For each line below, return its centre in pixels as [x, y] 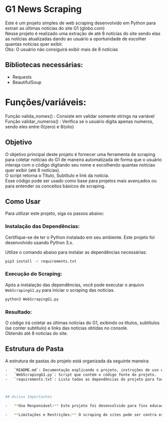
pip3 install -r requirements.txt [41, 261]
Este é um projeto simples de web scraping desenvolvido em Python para [81, 23]
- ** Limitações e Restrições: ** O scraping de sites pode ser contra [81, 415]
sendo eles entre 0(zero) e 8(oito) [40, 127]
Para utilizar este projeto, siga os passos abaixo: [55, 213]
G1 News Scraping [43, 9]
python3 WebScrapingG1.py [32, 299]
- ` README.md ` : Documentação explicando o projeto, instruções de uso [82, 370]
